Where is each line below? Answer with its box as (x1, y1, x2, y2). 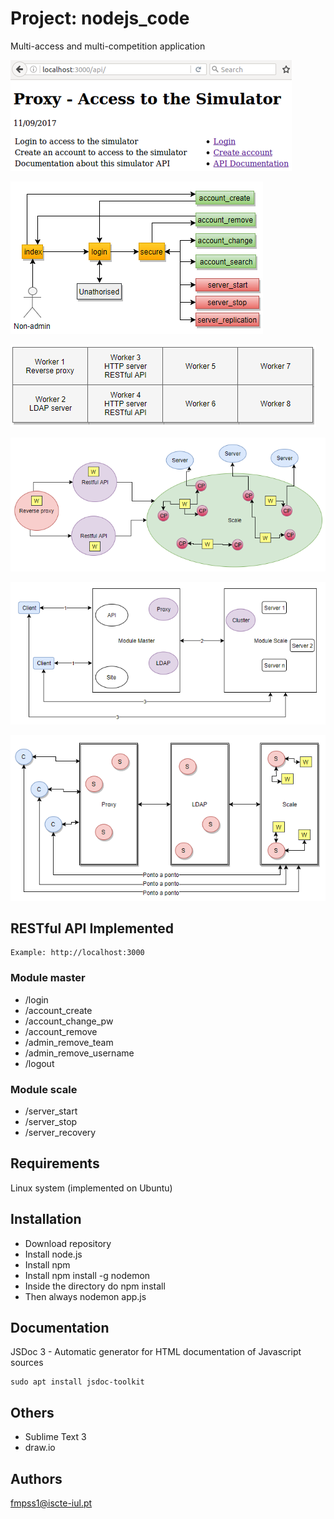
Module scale (10, 1082, 78, 1096)
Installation (10, 1211, 82, 1228)
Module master (10, 971, 86, 985)
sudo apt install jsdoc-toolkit (10, 1377, 145, 1387)
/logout (24, 1057, 55, 1069)
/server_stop (24, 1116, 78, 1127)
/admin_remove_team (24, 1036, 114, 1048)
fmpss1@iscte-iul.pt (10, 1497, 93, 1509)
